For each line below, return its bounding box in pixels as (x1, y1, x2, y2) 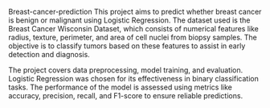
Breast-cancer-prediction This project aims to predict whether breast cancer (8, 7, 262, 16)
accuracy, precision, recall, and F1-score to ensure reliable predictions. (8, 91, 243, 100)
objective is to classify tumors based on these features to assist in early (8, 41, 246, 51)
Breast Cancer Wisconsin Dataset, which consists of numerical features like (8, 24, 259, 33)
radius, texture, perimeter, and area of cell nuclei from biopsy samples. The (8, 32, 257, 42)
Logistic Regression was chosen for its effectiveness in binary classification (8, 74, 259, 83)
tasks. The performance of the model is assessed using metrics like (8, 82, 233, 92)
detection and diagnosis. (8, 50, 90, 59)
